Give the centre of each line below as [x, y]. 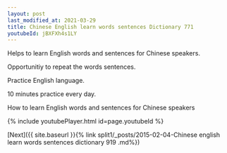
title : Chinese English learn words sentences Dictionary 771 [100, 27]
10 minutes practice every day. [52, 94]
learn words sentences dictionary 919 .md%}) [74, 142]
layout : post [26, 14]
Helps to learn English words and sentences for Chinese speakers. [104, 53]
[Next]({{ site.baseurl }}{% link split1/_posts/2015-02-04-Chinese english [114, 135]
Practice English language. [46, 81]
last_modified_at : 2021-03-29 [52, 20]
